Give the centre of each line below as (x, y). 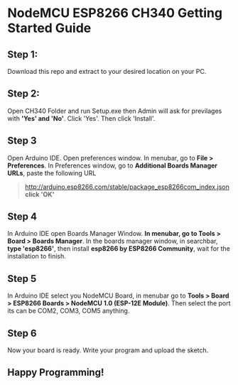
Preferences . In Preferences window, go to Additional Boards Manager (113, 166)
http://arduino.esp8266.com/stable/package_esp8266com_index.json (127, 187)
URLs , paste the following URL (52, 173)
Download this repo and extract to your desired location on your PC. (107, 71)
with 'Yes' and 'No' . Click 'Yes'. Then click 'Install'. (81, 118)
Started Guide (49, 28)
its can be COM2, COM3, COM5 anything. (69, 311)
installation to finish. (37, 256)
